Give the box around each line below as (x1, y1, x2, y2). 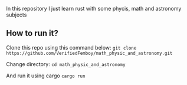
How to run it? (6, 28, 59, 38)
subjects (6, 11, 27, 18)
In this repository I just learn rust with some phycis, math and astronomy (6, 5, 182, 12)
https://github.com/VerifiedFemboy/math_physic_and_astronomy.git (6, 50, 173, 56)
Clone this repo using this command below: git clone (6, 44, 137, 51)
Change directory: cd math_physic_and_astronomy (6, 60, 126, 67)
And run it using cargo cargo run (6, 72, 86, 79)
